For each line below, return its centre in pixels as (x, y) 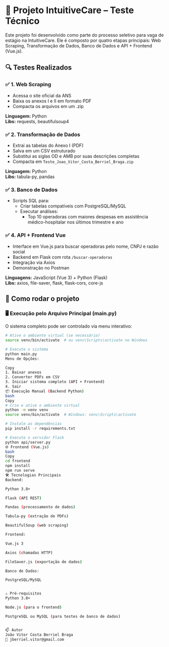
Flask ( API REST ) (23, 498)
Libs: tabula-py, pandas (30, 177)
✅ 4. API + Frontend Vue (36, 235)
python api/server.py (28, 442)
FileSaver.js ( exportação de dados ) (44, 562)
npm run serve (20, 471)
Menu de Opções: (22, 359)
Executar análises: (39, 211)
